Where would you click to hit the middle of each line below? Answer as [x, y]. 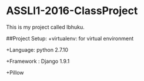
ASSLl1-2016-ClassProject [72, 11]
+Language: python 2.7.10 [37, 50]
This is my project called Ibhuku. [46, 27]
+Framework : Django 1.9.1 [38, 61]
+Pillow [15, 72]
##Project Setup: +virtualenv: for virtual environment [70, 38]
